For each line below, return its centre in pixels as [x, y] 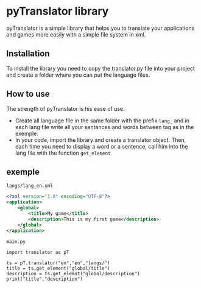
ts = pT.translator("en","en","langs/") [58, 263]
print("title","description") [45, 279]
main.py [16, 242]
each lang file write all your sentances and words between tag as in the [104, 127]
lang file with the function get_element [63, 153]
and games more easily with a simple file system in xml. [76, 34]
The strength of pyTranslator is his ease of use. [65, 108]
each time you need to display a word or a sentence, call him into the [101, 146]
